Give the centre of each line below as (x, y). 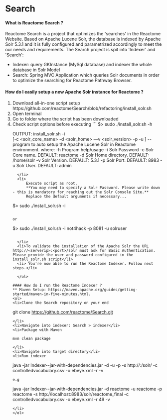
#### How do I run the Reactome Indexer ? (57, 285)
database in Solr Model (36, 70)
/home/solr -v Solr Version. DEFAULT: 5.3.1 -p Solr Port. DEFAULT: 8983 (86, 160)
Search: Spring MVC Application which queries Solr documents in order (86, 75)
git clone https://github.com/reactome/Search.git (63, 312)
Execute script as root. (52, 183)
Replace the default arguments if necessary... (76, 196)
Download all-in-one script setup (46, 103)
